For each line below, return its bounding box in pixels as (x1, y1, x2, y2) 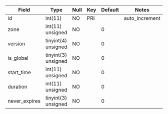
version (7, 40, 25, 47)
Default (100, 6, 119, 13)
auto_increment (123, 15, 161, 21)
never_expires (7, 98, 41, 104)
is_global (7, 55, 28, 61)
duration (7, 83, 27, 90)
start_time (7, 69, 31, 76)
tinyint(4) (45, 37, 67, 44)
